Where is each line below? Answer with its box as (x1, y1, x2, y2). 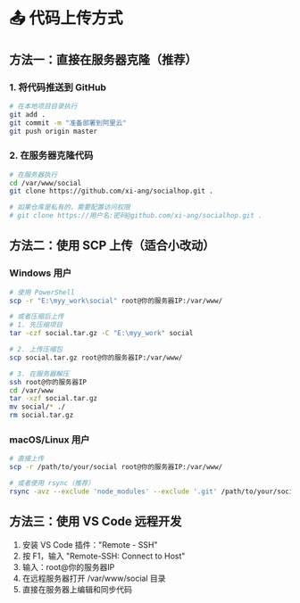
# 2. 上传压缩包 (9, 345, 63, 354)
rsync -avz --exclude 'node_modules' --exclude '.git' (9, 487, 218, 496)
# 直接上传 (9, 454, 45, 464)
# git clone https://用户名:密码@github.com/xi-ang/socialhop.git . (9, 211, 263, 220)
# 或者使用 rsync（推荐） (9, 479, 96, 488)
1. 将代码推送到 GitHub (9, 81, 107, 94)
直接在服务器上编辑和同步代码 (21, 583, 132, 594)
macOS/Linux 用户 (9, 434, 90, 446)
